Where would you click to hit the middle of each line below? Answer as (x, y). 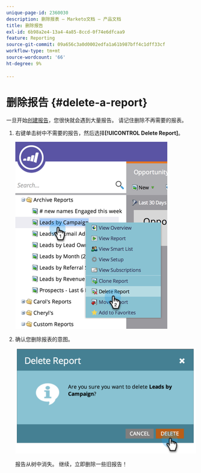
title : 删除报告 (25, 25)
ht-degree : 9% (24, 63)
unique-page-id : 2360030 (37, 13)
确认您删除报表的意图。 (44, 339)
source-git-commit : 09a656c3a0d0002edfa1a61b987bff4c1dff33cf (86, 45)
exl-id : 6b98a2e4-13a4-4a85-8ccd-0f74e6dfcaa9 (66, 32)
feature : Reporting (31, 38)
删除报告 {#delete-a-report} (77, 102)
